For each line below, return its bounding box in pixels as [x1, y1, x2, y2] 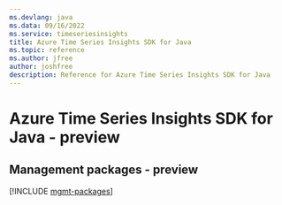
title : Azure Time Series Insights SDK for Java [9, 37, 192, 47]
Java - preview [9, 127, 121, 147]
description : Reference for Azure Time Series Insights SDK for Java [9, 71, 271, 80]
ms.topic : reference [9, 46, 86, 55]
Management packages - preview [9, 163, 199, 178]
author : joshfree [9, 63, 73, 72]
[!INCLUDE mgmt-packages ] [9, 186, 113, 196]
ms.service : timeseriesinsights [9, 29, 128, 38]
